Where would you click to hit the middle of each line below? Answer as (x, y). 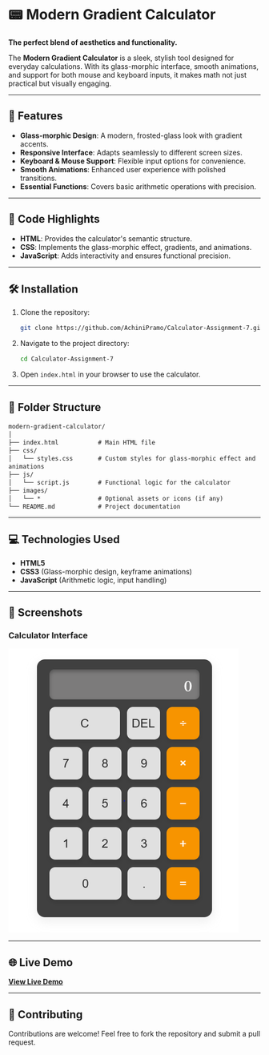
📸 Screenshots (46, 613)
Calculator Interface (48, 635)
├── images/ (28, 490)
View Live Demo (36, 982)
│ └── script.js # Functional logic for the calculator (119, 482)
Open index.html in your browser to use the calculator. (110, 374)
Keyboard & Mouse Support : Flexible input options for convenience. (133, 161)
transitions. (38, 178)
